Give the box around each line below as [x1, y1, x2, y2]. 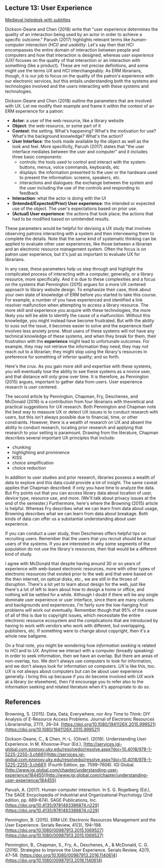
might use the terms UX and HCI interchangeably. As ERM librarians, [5, 68, 142, 74]
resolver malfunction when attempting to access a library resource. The [5, 302, 148, 308]
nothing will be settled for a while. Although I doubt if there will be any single [5, 591, 158, 597]
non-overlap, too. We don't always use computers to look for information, [5, 658, 152, 664]
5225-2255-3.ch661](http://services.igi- [5, 751, 86, 757]
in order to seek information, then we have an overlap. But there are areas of [5, 653, 158, 659]
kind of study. [5, 551, 33, 557]
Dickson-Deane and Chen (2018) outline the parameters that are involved [5, 97, 152, 104]
